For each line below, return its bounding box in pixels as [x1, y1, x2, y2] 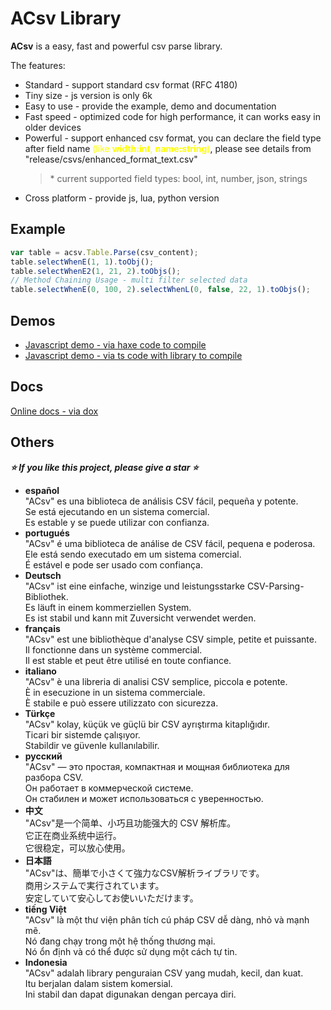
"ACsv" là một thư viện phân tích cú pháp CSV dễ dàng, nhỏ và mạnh [24, 913, 310, 926]
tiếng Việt [24, 903, 67, 915]
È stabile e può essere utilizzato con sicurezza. [24, 697, 219, 709]
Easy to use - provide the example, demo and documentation [24, 100, 277, 112]
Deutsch [24, 569, 62, 581]
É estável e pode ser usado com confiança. [24, 558, 204, 571]
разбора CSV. [24, 771, 84, 783]
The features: [10, 59, 66, 71]
